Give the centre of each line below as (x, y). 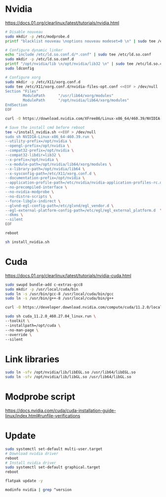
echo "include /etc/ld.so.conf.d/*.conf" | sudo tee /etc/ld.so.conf (78, 55)
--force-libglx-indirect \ (33, 201)
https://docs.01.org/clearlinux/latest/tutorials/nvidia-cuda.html (68, 275)
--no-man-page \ (22, 330)
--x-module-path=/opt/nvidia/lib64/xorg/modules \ (58, 164)
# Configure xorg (23, 77)
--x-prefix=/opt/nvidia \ (32, 159)
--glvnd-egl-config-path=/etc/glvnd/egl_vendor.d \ (59, 206)
